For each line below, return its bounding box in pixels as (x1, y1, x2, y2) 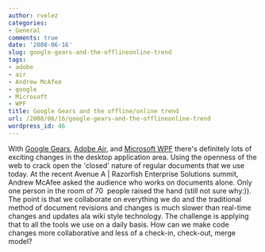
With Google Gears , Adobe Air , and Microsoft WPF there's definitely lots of (8, 143, 252, 153)
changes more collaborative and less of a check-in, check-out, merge (8, 227, 236, 238)
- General (8, 26, 41, 34)
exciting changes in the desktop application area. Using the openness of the (8, 152, 257, 162)
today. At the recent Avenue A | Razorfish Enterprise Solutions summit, (8, 169, 239, 178)
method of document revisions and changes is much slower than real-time (8, 203, 252, 212)
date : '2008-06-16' (8, 41, 73, 49)
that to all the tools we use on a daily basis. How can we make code (8, 220, 229, 229)
